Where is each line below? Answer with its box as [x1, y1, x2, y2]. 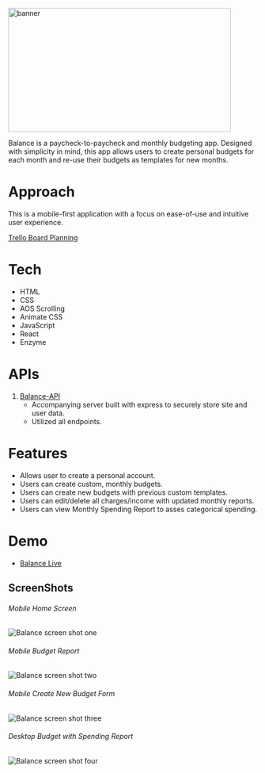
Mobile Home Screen [8, 603, 77, 613]
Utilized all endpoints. [31, 416, 103, 426]
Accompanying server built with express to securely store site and [31, 400, 248, 409]
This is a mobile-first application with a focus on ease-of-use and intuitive [8, 209, 249, 218]
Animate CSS [19, 312, 63, 321]
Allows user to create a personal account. [19, 470, 156, 480]
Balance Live [19, 558, 62, 568]
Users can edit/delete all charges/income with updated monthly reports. [19, 496, 255, 505]
